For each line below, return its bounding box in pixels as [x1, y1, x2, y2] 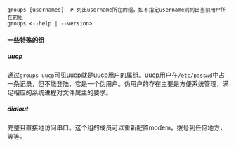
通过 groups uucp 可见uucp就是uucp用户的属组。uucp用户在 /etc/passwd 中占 [7, 71, 225, 79]
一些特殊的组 [7, 36, 44, 44]
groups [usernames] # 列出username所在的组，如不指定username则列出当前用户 [7, 6, 221, 13]
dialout [7, 104, 29, 113]
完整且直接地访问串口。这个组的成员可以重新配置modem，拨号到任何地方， [7, 123, 226, 132]
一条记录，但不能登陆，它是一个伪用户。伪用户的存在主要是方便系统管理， [7, 79, 223, 87]
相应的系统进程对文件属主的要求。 [13, 88, 112, 97]
